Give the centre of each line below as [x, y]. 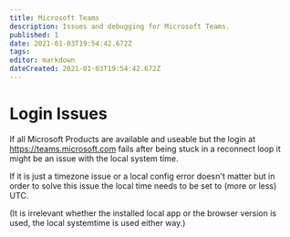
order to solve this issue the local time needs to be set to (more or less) [143, 185]
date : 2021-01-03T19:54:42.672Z [71, 43]
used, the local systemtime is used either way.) [98, 222]
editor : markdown [42, 60]
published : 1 [34, 35]
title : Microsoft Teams [55, 18]
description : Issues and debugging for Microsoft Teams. [120, 26]
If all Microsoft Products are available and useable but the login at [133, 139]
